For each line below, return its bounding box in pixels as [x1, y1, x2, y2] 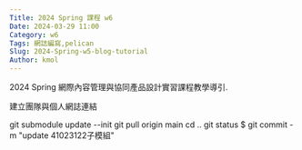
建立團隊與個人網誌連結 [9, 101, 97, 112]
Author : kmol [9, 55, 59, 65]
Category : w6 [9, 30, 59, 39]
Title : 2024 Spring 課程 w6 [9, 13, 114, 23]
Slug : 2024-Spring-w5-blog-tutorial [9, 47, 148, 56]
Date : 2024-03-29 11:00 [9, 22, 100, 31]
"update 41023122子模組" [18, 130, 116, 141]
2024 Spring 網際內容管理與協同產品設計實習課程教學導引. [9, 82, 228, 92]
